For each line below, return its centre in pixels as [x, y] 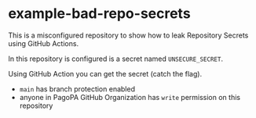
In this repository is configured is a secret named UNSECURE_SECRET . [116, 59]
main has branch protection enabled [77, 89]
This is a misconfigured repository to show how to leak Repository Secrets [128, 35]
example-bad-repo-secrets [99, 14]
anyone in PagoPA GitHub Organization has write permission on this [130, 97]
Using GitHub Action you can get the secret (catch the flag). [105, 73]
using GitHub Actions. [44, 43]
